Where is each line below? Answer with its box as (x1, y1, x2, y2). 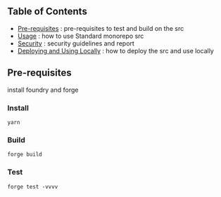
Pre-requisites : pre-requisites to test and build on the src (17, 24, 184, 32)
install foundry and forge (7, 86, 79, 94)
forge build (7, 151, 42, 158)
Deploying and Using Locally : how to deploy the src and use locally (17, 46, 215, 55)
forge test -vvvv (7, 183, 58, 190)
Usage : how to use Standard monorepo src (17, 32, 144, 40)
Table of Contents (7, 6, 88, 18)
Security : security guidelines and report (17, 39, 135, 48)
